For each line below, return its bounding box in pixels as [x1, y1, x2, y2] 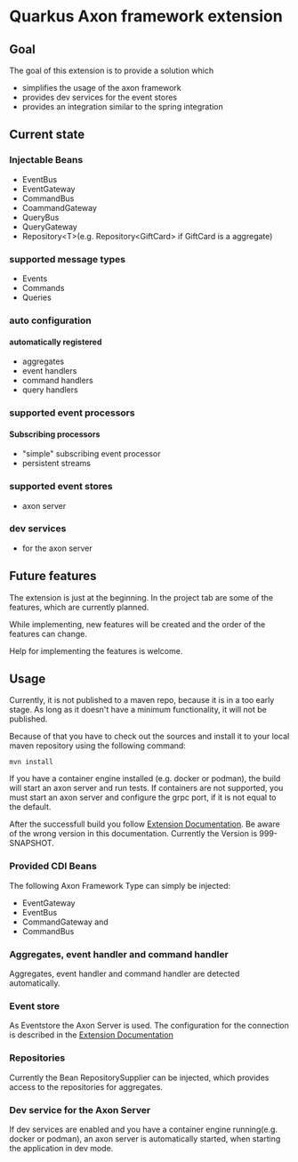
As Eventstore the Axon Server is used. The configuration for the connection [9, 1021, 289, 1031]
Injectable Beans [9, 154, 84, 166]
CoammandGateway [21, 202, 98, 213]
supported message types [9, 253, 126, 265]
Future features [9, 569, 97, 584]
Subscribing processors [9, 429, 101, 440]
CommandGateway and [21, 916, 109, 927]
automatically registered [9, 336, 102, 347]
